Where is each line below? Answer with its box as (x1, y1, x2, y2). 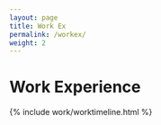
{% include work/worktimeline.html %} (9, 107, 153, 118)
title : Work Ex (9, 22, 67, 31)
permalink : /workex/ (9, 30, 87, 39)
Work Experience (9, 77, 141, 97)
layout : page (9, 13, 58, 22)
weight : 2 (9, 38, 47, 48)
